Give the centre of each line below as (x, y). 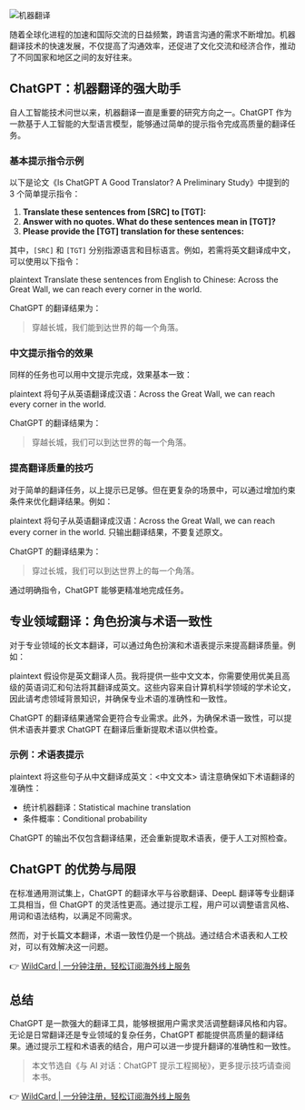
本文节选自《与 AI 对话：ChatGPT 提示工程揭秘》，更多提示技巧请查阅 (161, 1065)
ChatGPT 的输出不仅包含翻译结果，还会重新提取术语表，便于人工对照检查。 (151, 838)
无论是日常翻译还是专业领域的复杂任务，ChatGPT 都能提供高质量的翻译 (143, 1035)
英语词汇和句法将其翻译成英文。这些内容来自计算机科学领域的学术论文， (160, 687)
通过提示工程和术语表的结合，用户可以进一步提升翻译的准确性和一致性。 (160, 1046)
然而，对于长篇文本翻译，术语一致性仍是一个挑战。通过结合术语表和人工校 (148, 935)
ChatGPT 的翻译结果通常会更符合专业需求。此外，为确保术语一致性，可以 (147, 718)
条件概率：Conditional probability (85, 818)
